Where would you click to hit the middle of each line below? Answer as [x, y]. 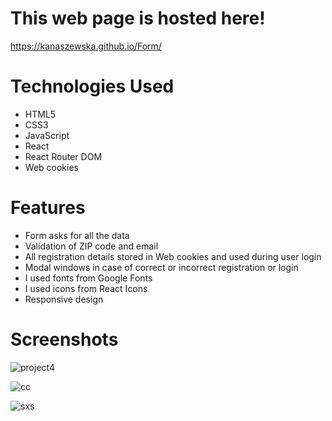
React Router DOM [63, 156]
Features [48, 208]
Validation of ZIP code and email [91, 246]
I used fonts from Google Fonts [88, 278]
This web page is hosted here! [138, 18]
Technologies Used [92, 86]
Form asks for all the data [77, 235]
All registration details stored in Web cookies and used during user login [173, 256]
